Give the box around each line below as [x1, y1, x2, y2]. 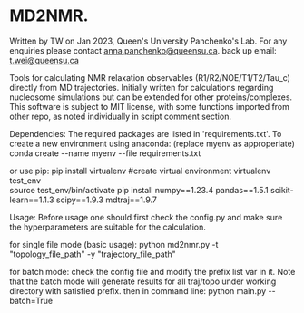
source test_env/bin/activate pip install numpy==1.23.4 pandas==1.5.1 [9, 184, 270, 195]
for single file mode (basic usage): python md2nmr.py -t [9, 239, 219, 249]
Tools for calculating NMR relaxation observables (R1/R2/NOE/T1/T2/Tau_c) [9, 72, 290, 83]
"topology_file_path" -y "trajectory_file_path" [9, 249, 177, 259]
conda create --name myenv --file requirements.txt [9, 147, 201, 159]
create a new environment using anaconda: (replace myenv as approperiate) [9, 138, 295, 149]
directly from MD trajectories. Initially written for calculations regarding [9, 82, 274, 93]
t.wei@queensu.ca [9, 54, 80, 65]
